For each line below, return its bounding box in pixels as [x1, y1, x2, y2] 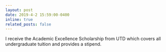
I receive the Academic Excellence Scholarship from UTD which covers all [5, 36, 161, 42]
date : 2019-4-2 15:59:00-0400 [5, 12, 70, 17]
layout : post [5, 7, 33, 13]
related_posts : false [5, 21, 52, 27]
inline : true [5, 17, 33, 22]
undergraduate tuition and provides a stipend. [5, 41, 102, 47]
